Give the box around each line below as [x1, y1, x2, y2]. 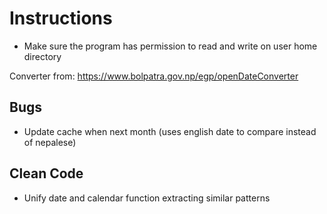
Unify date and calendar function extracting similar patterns [23, 192, 271, 204]
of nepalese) [23, 136, 77, 148]
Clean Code [9, 165, 84, 182]
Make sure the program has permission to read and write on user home [23, 40, 318, 52]
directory [23, 50, 62, 62]
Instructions [9, 7, 113, 30]
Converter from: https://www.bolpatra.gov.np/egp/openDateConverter [9, 70, 299, 82]
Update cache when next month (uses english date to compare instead [23, 125, 317, 137]
